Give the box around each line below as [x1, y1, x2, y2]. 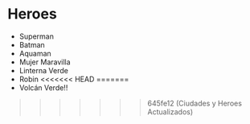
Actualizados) [147, 106, 194, 117]
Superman [18, 31, 54, 41]
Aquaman [18, 48, 51, 58]
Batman [18, 39, 45, 49]
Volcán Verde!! [18, 82, 68, 93]
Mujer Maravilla [18, 57, 71, 67]
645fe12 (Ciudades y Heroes [147, 98, 243, 108]
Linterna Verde [18, 65, 69, 75]
